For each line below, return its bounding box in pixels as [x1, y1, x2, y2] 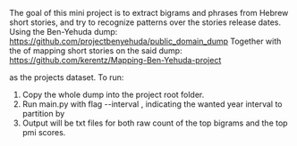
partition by [21, 109, 65, 118]
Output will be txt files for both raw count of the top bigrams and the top [21, 118, 288, 128]
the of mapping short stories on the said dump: [9, 45, 182, 56]
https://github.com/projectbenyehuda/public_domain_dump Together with [9, 36, 282, 46]
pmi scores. [21, 127, 66, 137]
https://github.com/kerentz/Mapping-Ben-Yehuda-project [9, 55, 222, 65]
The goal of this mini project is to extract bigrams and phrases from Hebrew [9, 8, 289, 18]
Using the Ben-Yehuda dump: [9, 27, 118, 36]
